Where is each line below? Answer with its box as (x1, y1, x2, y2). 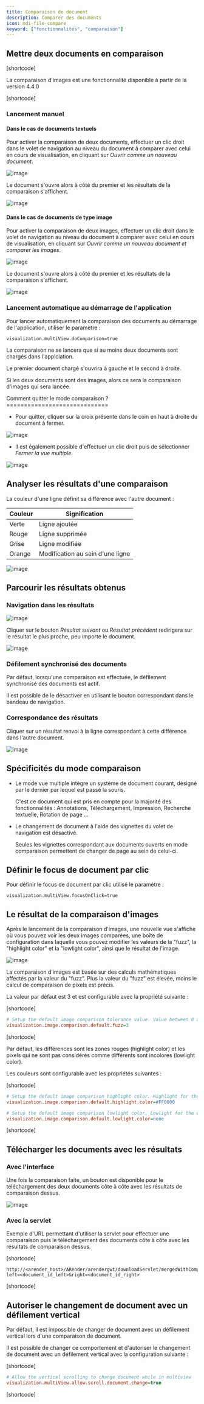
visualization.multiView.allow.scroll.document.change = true (6, 1380, 162, 1386)
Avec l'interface (6, 1162, 55, 1171)
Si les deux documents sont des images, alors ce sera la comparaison (6, 376, 181, 383)
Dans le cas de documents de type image (6, 214, 112, 221)
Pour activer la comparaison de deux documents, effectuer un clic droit (6, 138, 185, 146)
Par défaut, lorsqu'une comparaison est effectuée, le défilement (6, 674, 166, 681)
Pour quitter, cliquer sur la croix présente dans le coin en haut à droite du (15, 413, 198, 420)
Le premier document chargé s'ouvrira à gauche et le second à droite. (6, 365, 182, 372)
